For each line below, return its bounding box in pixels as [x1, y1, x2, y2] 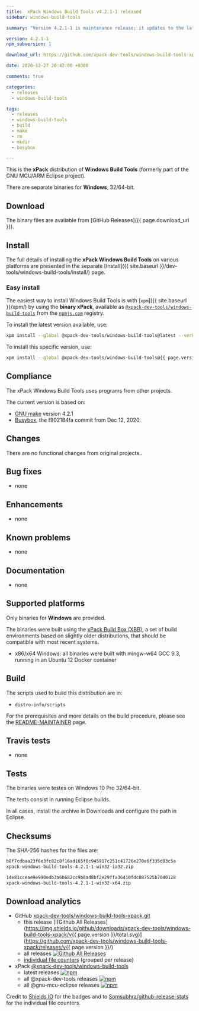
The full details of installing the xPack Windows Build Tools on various [6, 256, 179, 263]
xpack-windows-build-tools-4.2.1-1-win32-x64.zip [6, 880, 131, 886]
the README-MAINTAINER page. [6, 718, 87, 725]
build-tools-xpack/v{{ [23, 931, 77, 939]
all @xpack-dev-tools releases [23, 975, 98, 982]
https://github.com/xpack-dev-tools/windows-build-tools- [25, 937, 168, 944]
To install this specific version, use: [6, 343, 92, 350]
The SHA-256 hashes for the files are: [6, 846, 99, 854]
